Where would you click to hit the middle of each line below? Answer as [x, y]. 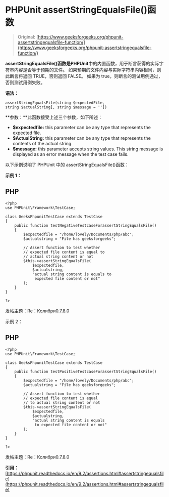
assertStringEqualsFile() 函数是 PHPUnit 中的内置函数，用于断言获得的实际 [82, 63]
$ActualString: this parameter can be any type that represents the [82, 138]
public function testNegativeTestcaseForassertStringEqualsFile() [86, 225]
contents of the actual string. [43, 143]
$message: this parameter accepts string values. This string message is [88, 149]
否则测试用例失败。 [25, 82]
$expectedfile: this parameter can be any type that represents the [82, 127]
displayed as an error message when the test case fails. [70, 154]
